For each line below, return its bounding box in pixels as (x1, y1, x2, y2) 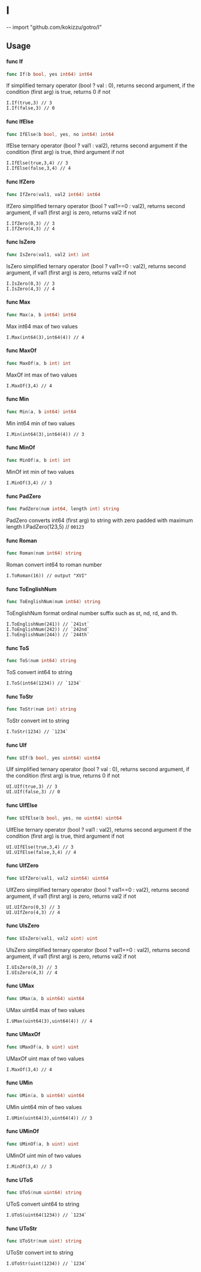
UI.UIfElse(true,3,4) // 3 (6, 844, 74, 850)
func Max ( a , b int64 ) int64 (6, 312, 77, 318)
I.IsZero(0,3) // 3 (6, 280, 55, 286)
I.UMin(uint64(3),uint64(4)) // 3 (6, 1115, 93, 1121)
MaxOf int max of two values (6, 371, 77, 378)
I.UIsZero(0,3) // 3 (6, 964, 58, 970)
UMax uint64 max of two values (6, 1006, 85, 1013)
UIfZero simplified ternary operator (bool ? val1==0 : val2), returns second (6, 886, 189, 893)
